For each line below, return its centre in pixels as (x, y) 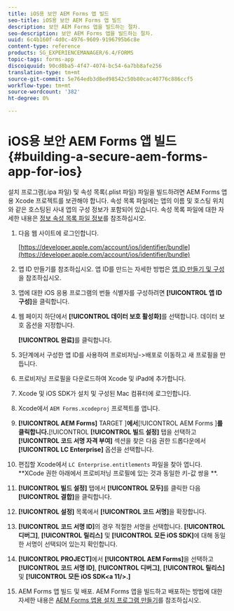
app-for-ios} (45, 172)
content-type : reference (44, 46)
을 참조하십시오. (40, 277)
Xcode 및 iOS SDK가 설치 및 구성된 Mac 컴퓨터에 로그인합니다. (104, 393)
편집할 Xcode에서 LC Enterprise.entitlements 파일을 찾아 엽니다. (110, 464)
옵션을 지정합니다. (50, 325)
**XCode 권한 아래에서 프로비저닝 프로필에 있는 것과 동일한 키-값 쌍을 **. (118, 473)
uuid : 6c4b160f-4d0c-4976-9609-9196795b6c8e (74, 40)
